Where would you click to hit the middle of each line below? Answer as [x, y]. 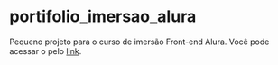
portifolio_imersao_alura [103, 17]
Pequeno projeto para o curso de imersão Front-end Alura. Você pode [139, 42]
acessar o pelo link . [46, 51]
